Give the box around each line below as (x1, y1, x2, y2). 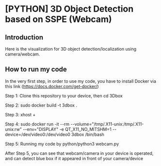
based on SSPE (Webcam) (5, 14, 113, 25)
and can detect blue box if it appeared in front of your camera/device (5, 155, 144, 161)
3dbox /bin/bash (71, 131, 104, 137)
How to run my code (5, 65, 67, 74)
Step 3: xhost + (5, 111, 36, 117)
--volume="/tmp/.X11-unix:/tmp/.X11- (70, 121, 144, 127)
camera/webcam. (5, 51, 40, 57)
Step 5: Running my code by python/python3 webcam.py (5, 141, 119, 147)
